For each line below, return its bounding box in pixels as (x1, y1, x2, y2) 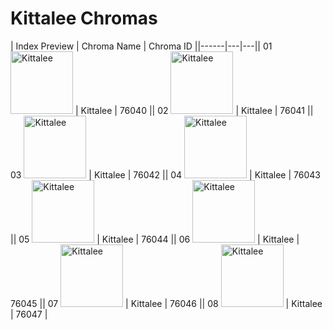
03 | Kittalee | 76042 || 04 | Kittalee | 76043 (10, 168, 321, 181)
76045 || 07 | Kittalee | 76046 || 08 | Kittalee (10, 297, 323, 309)
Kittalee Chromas (10, 7, 158, 30)
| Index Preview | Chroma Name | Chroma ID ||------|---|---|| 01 (10, 40, 273, 52)
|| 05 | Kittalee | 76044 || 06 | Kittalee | (10, 233, 300, 245)
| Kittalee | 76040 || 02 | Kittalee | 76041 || (74, 104, 314, 116)
